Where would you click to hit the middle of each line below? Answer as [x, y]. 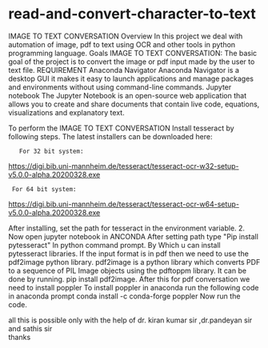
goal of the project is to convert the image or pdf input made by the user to [132, 62]
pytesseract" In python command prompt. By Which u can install [115, 245]
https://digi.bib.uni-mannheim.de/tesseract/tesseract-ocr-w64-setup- [124, 204]
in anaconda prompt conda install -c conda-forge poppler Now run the [124, 296]
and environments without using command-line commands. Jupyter [120, 87]
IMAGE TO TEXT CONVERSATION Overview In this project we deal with [126, 36]
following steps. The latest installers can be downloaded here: [110, 136]
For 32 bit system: [51, 151]
